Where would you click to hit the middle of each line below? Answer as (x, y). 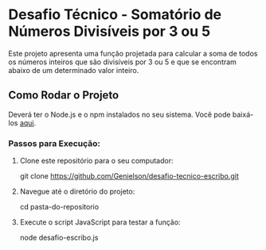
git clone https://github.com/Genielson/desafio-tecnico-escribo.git (129, 176)
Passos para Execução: (55, 143)
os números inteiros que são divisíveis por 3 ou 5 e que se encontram (123, 62)
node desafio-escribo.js (59, 238)
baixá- (243, 114)
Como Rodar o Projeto (64, 96)
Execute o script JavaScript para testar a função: (100, 222)
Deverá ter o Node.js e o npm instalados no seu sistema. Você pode (119, 114)
